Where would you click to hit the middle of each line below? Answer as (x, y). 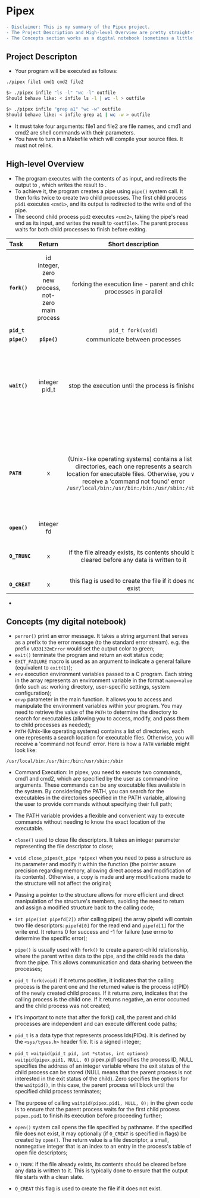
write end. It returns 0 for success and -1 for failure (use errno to (94, 932)
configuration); (33, 693)
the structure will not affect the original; (63, 884)
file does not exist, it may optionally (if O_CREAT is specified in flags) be (101, 1133)
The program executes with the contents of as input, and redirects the (101, 178)
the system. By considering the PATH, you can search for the (90, 791)
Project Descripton (42, 56)
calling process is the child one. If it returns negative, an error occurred (102, 1000)
